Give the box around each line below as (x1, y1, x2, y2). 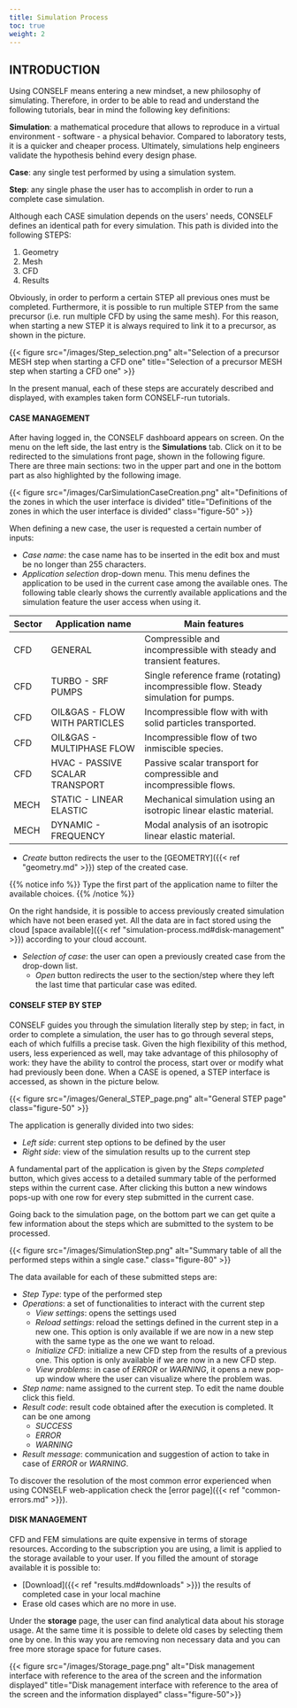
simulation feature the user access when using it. (21, 597, 202, 608)
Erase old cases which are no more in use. (21, 1598, 177, 1609)
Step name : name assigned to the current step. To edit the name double (21, 1383, 285, 1394)
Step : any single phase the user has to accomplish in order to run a (9, 184, 254, 195)
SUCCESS (34, 1420, 72, 1431)
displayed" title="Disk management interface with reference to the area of (9, 1680, 278, 1690)
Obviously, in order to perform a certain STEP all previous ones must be (9, 292, 270, 303)
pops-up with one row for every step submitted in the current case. (9, 1192, 255, 1202)
